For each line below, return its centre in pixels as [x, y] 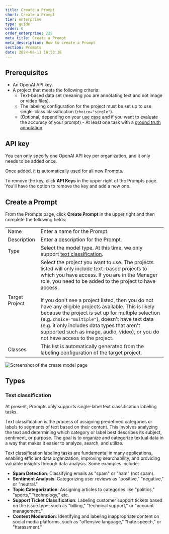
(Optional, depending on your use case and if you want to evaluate [89, 117]
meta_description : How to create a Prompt [50, 43]
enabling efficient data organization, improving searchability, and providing [83, 458]
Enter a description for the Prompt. [81, 239]
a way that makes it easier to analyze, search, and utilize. [64, 443]
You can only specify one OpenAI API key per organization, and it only [78, 156]
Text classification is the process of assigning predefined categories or [79, 421]
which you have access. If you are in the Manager [99, 275]
